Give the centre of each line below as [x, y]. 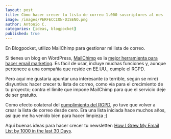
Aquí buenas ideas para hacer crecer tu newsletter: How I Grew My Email [82, 126]
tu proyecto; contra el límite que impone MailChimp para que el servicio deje [86, 89]
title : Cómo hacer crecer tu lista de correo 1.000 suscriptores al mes [84, 15]
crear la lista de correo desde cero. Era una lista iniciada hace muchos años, [86, 110]
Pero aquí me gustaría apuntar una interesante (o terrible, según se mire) [82, 79]
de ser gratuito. [21, 95]
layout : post [19, 10]
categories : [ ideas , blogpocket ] [41, 29]
